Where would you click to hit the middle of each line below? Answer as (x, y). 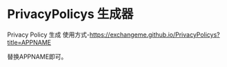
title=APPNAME (29, 42)
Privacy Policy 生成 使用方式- (48, 35)
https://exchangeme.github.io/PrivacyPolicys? (155, 35)
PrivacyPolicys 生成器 (70, 14)
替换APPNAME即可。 (37, 57)
